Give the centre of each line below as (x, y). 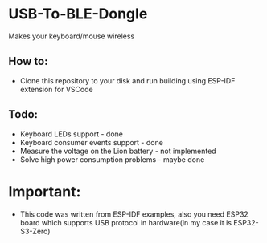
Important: (45, 191)
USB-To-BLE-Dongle (78, 14)
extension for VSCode (57, 89)
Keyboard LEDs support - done (71, 134)
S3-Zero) (35, 231)
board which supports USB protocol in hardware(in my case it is (125, 222)
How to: (28, 61)
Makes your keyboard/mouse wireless (72, 36)
